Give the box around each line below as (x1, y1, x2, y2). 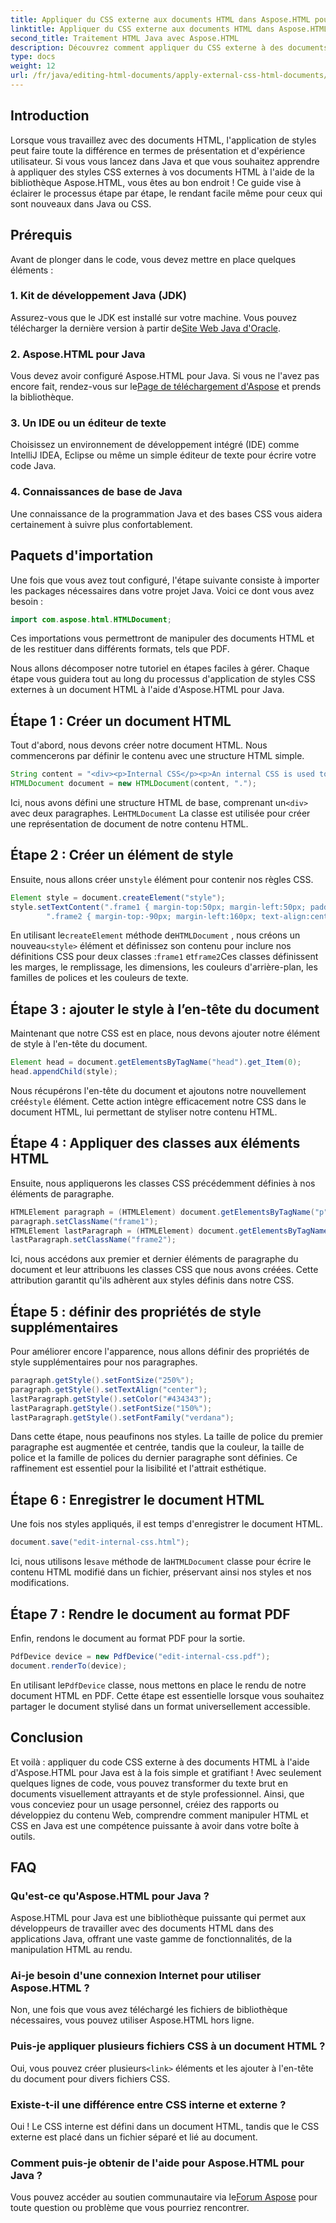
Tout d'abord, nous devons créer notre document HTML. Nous (10, 739, 268, 751)
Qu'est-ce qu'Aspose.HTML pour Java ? (10, 1889, 210, 1903)
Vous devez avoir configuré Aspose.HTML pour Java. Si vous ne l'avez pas (10, 370, 320, 382)
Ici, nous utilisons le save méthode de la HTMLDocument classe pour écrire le (10, 1556, 312, 1568)
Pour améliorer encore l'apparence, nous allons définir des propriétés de (10, 1346, 310, 1358)
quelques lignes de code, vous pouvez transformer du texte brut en (10, 1777, 288, 1789)
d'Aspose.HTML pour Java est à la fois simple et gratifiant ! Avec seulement (10, 1766, 322, 1778)
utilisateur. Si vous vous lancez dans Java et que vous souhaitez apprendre (10, 155, 320, 167)
